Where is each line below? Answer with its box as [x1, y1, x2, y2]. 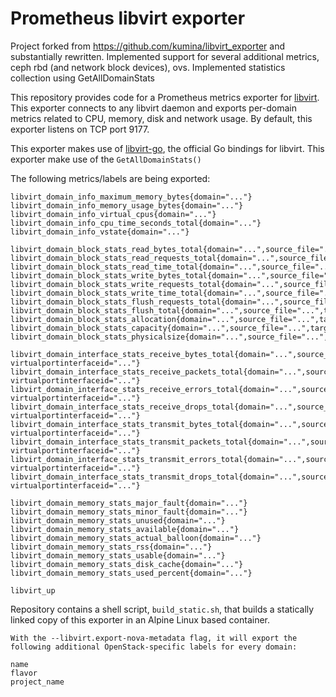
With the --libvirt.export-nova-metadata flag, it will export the [10, 633, 298, 643]
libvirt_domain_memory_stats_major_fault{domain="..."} [10, 498, 248, 508]
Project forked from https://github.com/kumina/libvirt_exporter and [10, 40, 285, 52]
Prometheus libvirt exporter [10, 7, 246, 30]
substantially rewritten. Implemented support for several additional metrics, [10, 50, 320, 62]
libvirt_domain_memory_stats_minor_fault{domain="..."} [10, 507, 248, 517]
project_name [10, 677, 65, 687]
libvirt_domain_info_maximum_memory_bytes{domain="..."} [10, 192, 253, 202]
